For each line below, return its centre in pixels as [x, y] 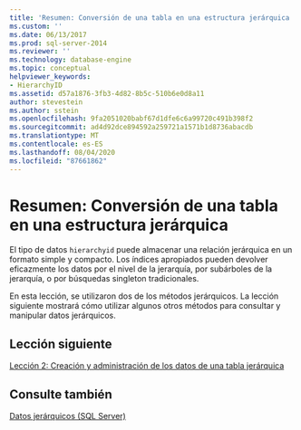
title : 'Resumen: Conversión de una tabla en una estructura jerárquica [150, 18]
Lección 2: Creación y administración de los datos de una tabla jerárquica [147, 366]
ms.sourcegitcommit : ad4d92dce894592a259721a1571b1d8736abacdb [131, 128]
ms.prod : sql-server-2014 [58, 43]
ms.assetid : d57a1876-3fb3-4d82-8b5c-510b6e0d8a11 [107, 93]
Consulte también [61, 394]
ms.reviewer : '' [40, 52]
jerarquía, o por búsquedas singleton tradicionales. [104, 279]
